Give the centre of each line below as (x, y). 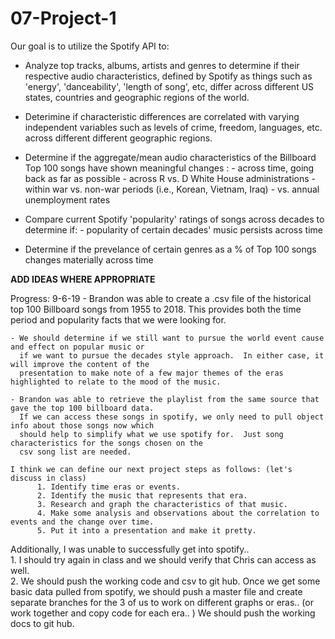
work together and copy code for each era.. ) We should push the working (163, 613)
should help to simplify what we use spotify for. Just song (151, 434)
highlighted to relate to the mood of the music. (116, 382)
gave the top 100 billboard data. (82, 408)
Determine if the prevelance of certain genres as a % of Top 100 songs (170, 249)
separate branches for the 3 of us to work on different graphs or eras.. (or (162, 602)
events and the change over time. (82, 522)
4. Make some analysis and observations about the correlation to (178, 513)
